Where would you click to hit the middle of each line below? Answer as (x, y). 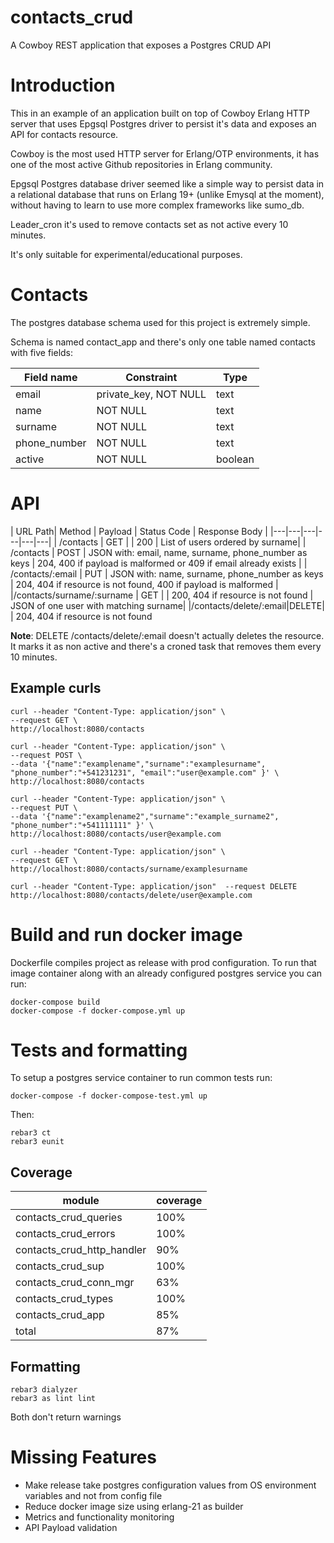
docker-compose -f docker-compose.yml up (98, 1011)
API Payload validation (71, 1527)
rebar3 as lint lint (53, 1399)
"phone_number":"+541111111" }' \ (82, 825)
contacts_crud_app (60, 1315)
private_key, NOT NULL (151, 394)
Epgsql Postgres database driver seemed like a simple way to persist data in (167, 183)
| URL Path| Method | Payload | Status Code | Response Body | (139, 531)
